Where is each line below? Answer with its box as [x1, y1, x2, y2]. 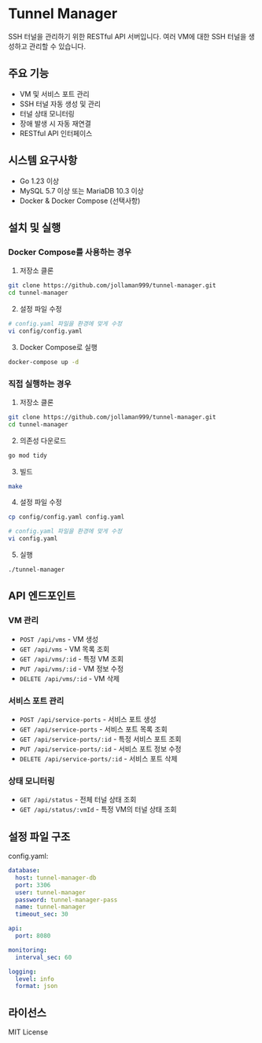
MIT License [8, 1027, 49, 1037]
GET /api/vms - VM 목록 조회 [19, 644, 110, 654]
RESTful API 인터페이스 [19, 128, 93, 138]
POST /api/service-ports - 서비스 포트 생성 [19, 714, 157, 724]
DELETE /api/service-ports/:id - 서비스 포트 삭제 [19, 754, 178, 763]
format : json [15, 982, 58, 990]
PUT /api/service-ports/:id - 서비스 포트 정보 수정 [19, 744, 182, 754]
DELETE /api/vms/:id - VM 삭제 [19, 673, 120, 683]
